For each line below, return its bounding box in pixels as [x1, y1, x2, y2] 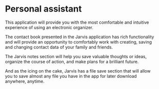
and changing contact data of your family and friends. [5, 44, 113, 50]
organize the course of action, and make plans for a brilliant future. [5, 59, 139, 64]
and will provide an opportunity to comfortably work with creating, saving [5, 39, 152, 44]
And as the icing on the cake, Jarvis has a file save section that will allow [5, 68, 151, 74]
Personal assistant [5, 3, 82, 15]
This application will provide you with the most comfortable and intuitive [5, 19, 149, 25]
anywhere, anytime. [5, 78, 45, 84]
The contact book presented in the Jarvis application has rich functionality [5, 34, 154, 40]
